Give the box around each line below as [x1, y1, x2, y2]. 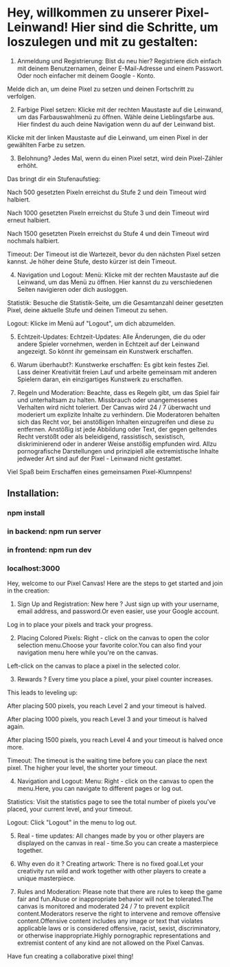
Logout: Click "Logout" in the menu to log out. [7, 818, 137, 827]
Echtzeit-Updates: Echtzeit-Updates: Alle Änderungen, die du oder [16, 332, 206, 341]
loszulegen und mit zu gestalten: [7, 34, 198, 50]
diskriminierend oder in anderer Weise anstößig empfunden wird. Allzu [16, 439, 217, 448]
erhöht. [16, 161, 38, 169]
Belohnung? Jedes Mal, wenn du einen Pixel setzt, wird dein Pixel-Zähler [16, 153, 223, 162]
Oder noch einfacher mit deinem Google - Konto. [16, 71, 156, 80]
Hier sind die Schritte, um [71, 19, 218, 35]
